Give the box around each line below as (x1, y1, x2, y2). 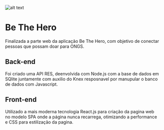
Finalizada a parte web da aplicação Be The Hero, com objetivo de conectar (5, 38, 159, 44)
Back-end (5, 58, 36, 66)
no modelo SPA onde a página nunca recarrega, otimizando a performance (5, 114, 158, 120)
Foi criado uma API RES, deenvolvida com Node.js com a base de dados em (5, 70, 159, 76)
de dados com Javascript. (5, 81, 58, 87)
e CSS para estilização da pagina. (5, 119, 74, 125)
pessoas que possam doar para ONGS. (5, 43, 85, 49)
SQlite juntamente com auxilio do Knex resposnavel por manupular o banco (5, 76, 158, 82)
